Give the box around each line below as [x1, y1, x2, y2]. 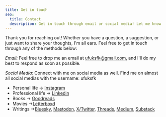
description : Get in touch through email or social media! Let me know [9, 21, 162, 26]
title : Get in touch [5, 7, 48, 12]
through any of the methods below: [5, 45, 77, 51]
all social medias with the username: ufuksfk [5, 75, 96, 81]
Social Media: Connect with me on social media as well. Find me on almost [5, 70, 158, 76]
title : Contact [9, 16, 41, 21]
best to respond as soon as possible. [5, 60, 81, 66]
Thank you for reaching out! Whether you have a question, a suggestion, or [5, 35, 159, 41]
